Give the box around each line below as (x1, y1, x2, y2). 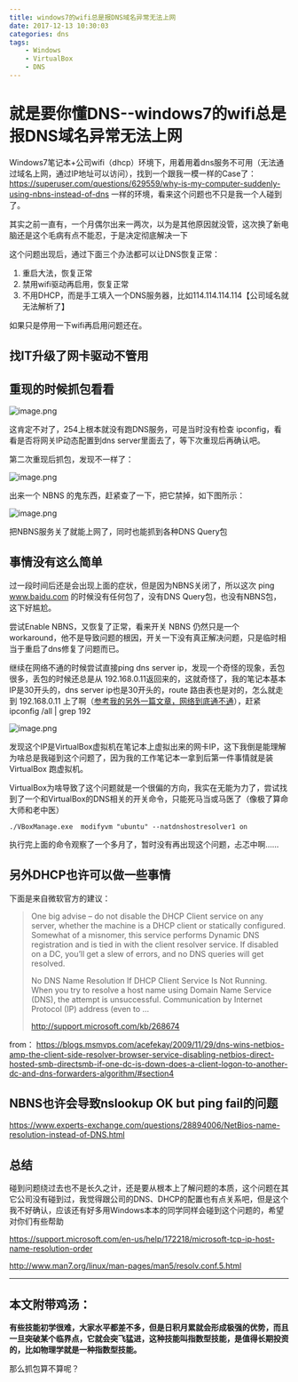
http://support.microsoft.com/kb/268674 (30, 1020, 180, 1032)
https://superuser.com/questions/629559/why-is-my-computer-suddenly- (9, 178, 281, 189)
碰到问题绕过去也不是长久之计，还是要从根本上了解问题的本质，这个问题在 (9, 1183, 281, 1193)
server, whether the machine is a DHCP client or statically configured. (30, 920, 286, 930)
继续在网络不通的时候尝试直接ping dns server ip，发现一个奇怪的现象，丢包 (9, 662, 286, 672)
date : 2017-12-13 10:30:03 (9, 21, 109, 30)
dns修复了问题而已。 (47, 643, 124, 654)
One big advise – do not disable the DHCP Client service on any (30, 911, 264, 921)
